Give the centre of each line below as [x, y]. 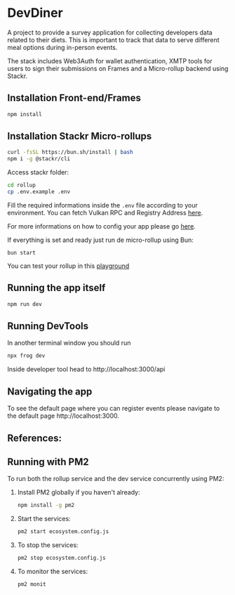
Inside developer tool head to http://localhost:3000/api [86, 369]
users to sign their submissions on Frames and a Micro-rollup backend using [118, 68]
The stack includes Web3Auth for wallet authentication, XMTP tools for [110, 60]
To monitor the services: [53, 571]
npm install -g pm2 [46, 505]
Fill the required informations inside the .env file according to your [102, 205]
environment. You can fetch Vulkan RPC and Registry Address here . [105, 212]
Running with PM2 [48, 462]
